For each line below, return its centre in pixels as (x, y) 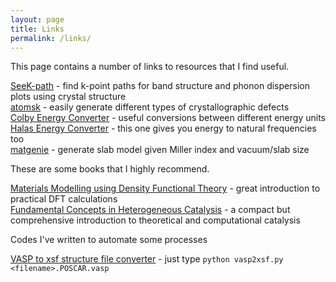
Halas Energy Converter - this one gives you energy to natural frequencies (163, 128)
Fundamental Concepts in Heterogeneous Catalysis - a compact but (150, 210)
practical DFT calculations (64, 199)
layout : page (37, 19)
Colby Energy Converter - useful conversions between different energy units (168, 118)
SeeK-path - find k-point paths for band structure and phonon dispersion (160, 86)
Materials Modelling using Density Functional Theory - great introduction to (165, 188)
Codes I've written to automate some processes (109, 240)
